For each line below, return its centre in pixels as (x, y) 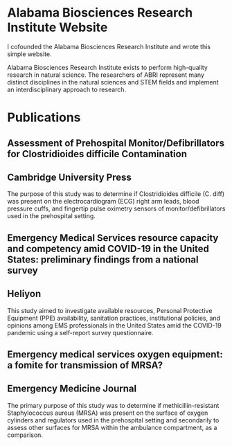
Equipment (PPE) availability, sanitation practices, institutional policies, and (114, 318)
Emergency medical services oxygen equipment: (115, 354)
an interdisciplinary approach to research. (67, 89)
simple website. (29, 54)
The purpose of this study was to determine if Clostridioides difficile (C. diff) (116, 194)
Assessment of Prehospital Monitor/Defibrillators (116, 143)
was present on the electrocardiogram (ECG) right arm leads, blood (103, 202)
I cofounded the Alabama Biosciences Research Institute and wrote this (109, 46)
